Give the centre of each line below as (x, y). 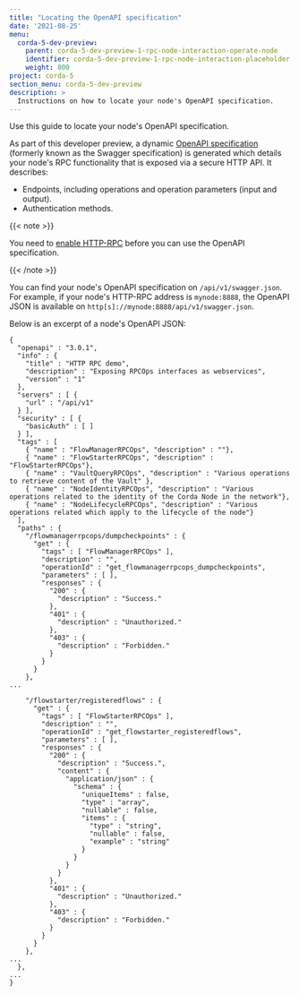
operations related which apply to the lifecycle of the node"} (132, 513)
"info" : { (38, 356)
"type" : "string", (126, 826)
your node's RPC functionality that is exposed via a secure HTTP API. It (141, 163)
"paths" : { (40, 528)
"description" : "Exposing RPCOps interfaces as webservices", (146, 372)
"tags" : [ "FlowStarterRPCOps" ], (108, 716)
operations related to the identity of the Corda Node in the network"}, (150, 497)
